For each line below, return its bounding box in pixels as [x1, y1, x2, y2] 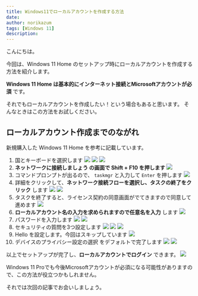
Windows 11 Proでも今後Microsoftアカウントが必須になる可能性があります [6, 263, 188, 270]
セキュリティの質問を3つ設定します [14, 223, 102, 231]
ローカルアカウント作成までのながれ [6, 127, 139, 137]
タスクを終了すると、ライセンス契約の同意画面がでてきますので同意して [14, 194, 192, 201]
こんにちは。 [6, 48, 37, 55]
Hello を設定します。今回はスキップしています [14, 231, 128, 238]
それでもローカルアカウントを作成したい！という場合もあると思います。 [6, 100, 183, 108]
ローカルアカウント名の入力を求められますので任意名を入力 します [14, 209, 178, 216]
